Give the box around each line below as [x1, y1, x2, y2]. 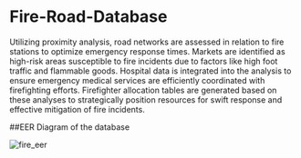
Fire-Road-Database [9, 6, 168, 27]
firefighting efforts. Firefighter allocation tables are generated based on [9, 84, 277, 95]
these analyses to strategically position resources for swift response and [9, 94, 283, 105]
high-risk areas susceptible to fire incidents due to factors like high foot [9, 55, 278, 66]
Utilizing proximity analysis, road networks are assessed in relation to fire [9, 36, 285, 47]
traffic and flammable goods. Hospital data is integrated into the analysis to [9, 65, 292, 76]
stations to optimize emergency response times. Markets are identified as [9, 45, 285, 56]
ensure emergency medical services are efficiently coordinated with [9, 74, 265, 85]
